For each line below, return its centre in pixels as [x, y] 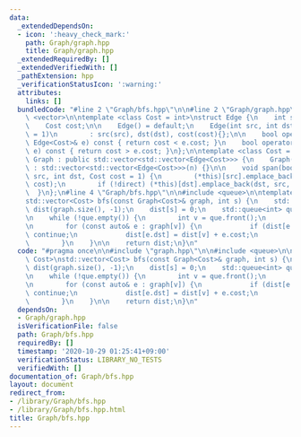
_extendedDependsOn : [56, 26]
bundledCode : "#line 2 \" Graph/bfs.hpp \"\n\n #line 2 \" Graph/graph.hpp [154, 109]
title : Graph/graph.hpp [70, 51]
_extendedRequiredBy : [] [64, 59]
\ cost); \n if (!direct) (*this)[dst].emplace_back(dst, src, [158, 185]
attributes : [40, 92]
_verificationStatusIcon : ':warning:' [90, 84]
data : [19, 17]
